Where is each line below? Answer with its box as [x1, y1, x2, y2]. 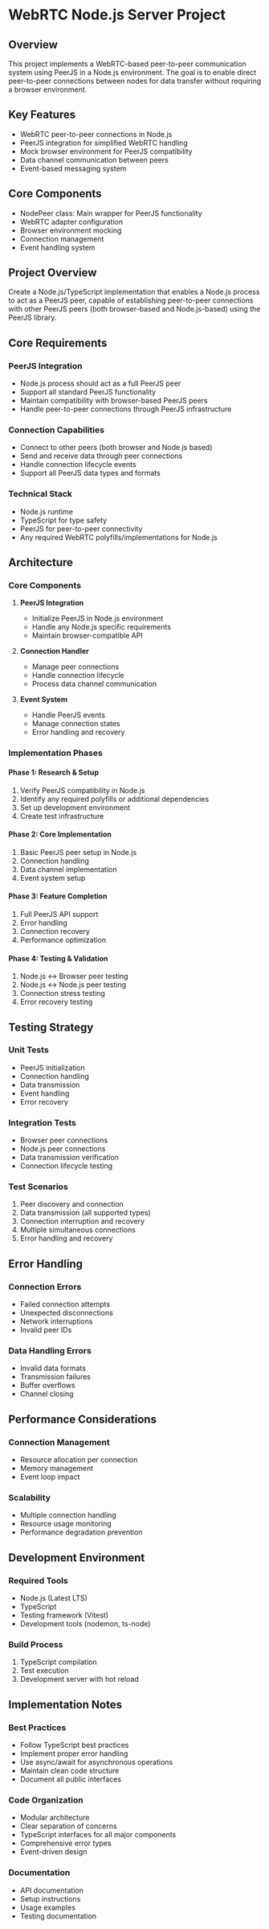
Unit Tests [8, 1044, 50, 1055]
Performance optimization [19, 935, 107, 944]
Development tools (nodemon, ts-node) [19, 1619, 151, 1629]
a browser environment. [8, 85, 88, 94]
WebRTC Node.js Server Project [8, 6, 226, 24]
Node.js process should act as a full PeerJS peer [19, 378, 181, 388]
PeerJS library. [8, 312, 57, 323]
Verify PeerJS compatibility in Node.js [19, 785, 145, 795]
